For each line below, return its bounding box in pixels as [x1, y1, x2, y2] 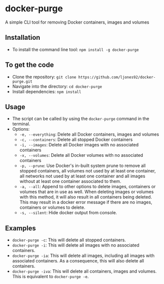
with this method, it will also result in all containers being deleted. [19, 194, 152, 200]
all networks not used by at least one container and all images [19, 173, 145, 179]
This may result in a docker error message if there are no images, [19, 199, 153, 205]
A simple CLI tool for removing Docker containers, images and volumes [5, 19, 149, 25]
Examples [5, 224, 36, 232]
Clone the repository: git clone [12, 74, 76, 80]
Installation [5, 33, 40, 42]
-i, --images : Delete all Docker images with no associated [19, 142, 139, 148]
